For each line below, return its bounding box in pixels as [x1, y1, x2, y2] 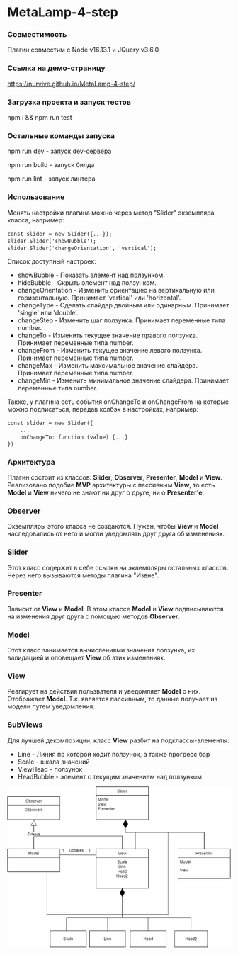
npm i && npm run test [7, 113, 72, 122]
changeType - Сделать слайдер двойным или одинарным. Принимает [17, 300, 229, 309]
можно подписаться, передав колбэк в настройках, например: [7, 405, 199, 413]
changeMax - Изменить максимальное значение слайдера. [17, 361, 198, 369]
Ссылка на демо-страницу [7, 63, 106, 73]
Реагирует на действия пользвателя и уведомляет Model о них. [7, 687, 201, 696]
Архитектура [7, 457, 55, 467]
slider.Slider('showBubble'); [7, 237, 97, 244]
